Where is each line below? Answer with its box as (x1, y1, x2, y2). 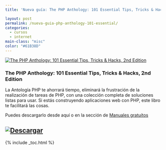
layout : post (5, 16, 32, 21)
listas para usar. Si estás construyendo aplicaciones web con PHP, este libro (5, 97, 161, 104)
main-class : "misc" (5, 39, 45, 44)
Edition (5, 75, 23, 82)
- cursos (9, 30, 28, 35)
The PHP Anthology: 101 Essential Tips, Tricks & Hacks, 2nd (5, 70, 151, 76)
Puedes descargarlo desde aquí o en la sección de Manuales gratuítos (5, 112, 149, 118)
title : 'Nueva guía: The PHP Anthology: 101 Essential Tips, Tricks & (5, 7, 154, 12)
